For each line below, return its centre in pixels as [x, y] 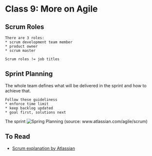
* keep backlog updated [29, 108]
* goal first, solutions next [36, 112]
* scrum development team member [39, 42]
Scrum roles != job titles [32, 59]
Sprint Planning [29, 74]
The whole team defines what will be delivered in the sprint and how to [76, 85]
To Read [17, 137]
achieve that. [18, 91]
